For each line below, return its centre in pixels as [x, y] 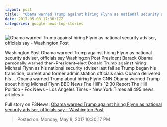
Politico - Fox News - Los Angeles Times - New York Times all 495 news [80, 89]
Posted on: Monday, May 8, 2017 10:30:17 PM [64, 119]
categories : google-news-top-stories [44, 24]
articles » [15, 95]
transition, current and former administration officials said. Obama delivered [83, 74]
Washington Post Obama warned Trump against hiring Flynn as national [79, 53]
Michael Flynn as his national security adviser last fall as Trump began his [81, 68]
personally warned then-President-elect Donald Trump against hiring [76, 63]
